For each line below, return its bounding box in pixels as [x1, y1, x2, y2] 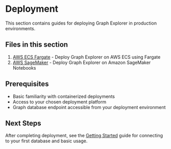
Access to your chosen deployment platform [12, 98, 106, 105]
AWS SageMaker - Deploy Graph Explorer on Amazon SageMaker [12, 59, 151, 66]
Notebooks [12, 65, 36, 71]
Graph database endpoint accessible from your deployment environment [12, 104, 166, 110]
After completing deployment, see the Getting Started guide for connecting [5, 133, 163, 139]
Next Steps [5, 119, 41, 127]
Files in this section [5, 40, 68, 49]
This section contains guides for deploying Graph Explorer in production [5, 20, 157, 26]
